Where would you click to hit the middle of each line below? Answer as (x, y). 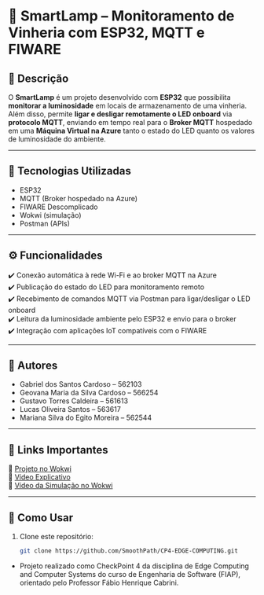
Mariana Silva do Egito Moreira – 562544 (86, 418)
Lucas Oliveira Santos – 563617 (70, 410)
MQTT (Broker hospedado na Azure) (79, 198)
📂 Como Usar (41, 518)
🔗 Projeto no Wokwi (40, 469)
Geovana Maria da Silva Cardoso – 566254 (89, 393)
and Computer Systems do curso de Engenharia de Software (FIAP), (130, 574)
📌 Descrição (38, 78)
